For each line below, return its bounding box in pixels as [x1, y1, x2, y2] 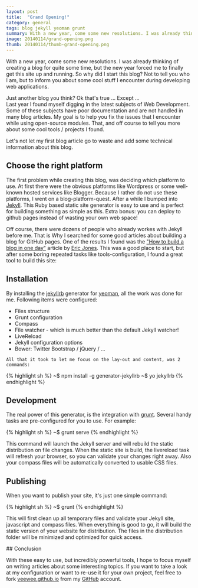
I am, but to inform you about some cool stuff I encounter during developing [6, 76, 190, 83]
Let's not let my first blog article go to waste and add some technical [6, 137, 173, 144]
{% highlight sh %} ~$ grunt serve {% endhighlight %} [6, 429, 138, 436]
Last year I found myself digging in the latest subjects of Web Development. [6, 100, 190, 108]
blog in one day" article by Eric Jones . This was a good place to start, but [6, 244, 184, 251]
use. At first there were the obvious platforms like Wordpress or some [6, 183, 175, 190]
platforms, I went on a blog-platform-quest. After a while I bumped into [6, 195, 178, 202]
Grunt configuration [14, 314, 63, 321]
